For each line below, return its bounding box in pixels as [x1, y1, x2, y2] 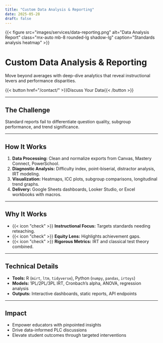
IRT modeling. [12, 171, 40, 177]
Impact [5, 309, 27, 317]
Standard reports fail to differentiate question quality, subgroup [5, 119, 131, 125]
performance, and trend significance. [5, 124, 80, 130]
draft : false [5, 16, 32, 21]
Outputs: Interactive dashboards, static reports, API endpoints [12, 291, 137, 296]
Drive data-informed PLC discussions [12, 327, 87, 333]
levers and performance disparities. [5, 78, 76, 84]
